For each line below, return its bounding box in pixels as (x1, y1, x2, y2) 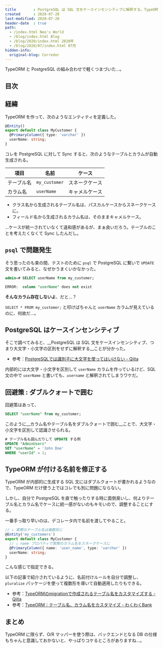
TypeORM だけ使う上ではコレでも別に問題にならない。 (13, 485, 124, 491)
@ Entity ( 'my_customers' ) (5, 532, 55, 537)
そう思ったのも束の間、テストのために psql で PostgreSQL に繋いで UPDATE (5, 260, 154, 266)
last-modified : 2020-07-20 (5, 16, 60, 21)
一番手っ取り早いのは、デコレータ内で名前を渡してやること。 (5, 518, 129, 523)
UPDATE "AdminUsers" (5, 441, 47, 446)
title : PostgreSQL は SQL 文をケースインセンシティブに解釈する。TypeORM (5, 7, 160, 12)
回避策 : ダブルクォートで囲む (5, 388, 93, 396)
